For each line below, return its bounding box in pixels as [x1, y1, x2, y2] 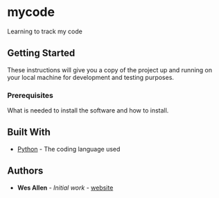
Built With [7, 126, 51, 138]
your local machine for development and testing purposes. [7, 73, 175, 81]
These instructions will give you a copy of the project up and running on [7, 65, 213, 74]
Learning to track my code [7, 27, 83, 35]
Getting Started [7, 47, 76, 59]
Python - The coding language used [17, 145, 121, 153]
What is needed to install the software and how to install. [7, 106, 169, 115]
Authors [7, 165, 44, 177]
